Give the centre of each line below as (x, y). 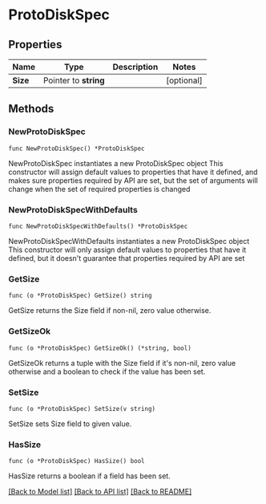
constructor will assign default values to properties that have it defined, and (133, 172)
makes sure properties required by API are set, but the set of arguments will (133, 180)
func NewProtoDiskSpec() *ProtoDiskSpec (77, 148)
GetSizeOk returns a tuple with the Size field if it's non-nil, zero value (122, 363)
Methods (31, 109)
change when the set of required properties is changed (99, 189)
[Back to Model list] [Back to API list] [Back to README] (100, 492)
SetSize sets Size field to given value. (70, 424)
